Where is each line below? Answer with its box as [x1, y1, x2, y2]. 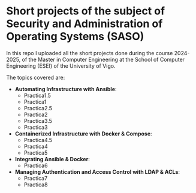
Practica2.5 [23, 104, 53, 111]
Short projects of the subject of [6, 4, 165, 18]
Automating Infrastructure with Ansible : [14, 85, 117, 92]
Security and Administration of [6, 17, 163, 31]
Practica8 [23, 181, 48, 188]
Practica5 [23, 149, 48, 156]
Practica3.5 [23, 117, 53, 124]
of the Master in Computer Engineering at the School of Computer [22, 56, 185, 63]
